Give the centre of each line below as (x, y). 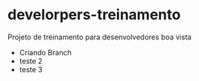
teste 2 (31, 61)
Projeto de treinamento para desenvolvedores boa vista (99, 37)
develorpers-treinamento (94, 15)
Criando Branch (45, 52)
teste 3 (31, 69)
